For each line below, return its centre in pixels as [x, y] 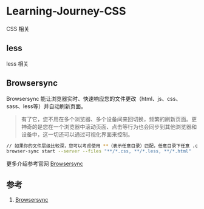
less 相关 [18, 63]
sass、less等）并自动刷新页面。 [46, 106]
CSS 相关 [18, 29]
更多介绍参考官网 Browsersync [45, 164]
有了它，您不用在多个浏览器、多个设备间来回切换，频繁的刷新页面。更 [109, 119]
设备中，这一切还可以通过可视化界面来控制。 [77, 134]
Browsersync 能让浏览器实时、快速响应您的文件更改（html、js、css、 [94, 98]
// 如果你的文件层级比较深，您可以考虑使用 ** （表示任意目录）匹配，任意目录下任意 [98, 146]
